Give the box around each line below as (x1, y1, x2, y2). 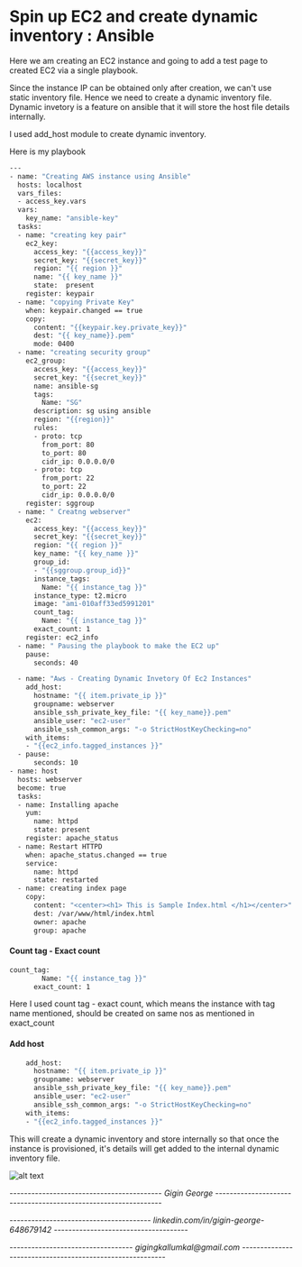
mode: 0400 (32, 340, 75, 349)
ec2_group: (25, 356, 67, 366)
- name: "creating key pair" (17, 230, 127, 240)
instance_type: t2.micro (32, 591, 127, 601)
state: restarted (32, 876, 99, 885)
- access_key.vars (17, 197, 87, 207)
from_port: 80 (41, 440, 95, 449)
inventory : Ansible (9, 25, 155, 46)
